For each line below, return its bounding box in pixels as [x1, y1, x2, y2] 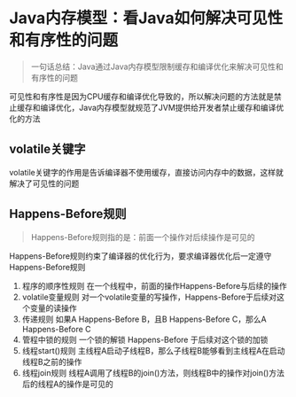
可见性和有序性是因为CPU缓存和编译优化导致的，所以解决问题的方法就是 [9, 90, 275, 102]
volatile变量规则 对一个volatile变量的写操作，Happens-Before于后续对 [21, 292, 277, 302]
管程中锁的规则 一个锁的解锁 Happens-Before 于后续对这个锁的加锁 [21, 334, 269, 345]
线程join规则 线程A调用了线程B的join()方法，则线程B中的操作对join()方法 [21, 367, 285, 378]
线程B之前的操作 [21, 356, 82, 367]
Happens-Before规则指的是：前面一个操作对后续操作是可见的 [30, 231, 255, 242]
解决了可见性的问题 [9, 178, 80, 189]
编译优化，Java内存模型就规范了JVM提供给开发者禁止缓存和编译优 [39, 102, 284, 113]
